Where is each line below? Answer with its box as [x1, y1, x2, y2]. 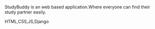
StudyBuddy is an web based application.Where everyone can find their [4, 4, 151, 10]
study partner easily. [4, 9, 46, 15]
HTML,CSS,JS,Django [4, 19, 49, 24]
